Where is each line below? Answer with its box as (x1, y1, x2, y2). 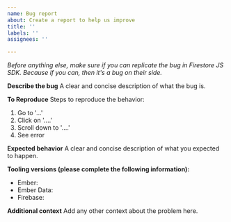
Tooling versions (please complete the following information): (7, 165, 190, 173)
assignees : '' (7, 36, 49, 43)
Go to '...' (17, 109, 43, 117)
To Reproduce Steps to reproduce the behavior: (7, 95, 145, 104)
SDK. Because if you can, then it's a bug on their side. (7, 69, 162, 77)
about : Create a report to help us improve (7, 17, 136, 24)
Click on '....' (17, 116, 53, 125)
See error (17, 131, 45, 139)
